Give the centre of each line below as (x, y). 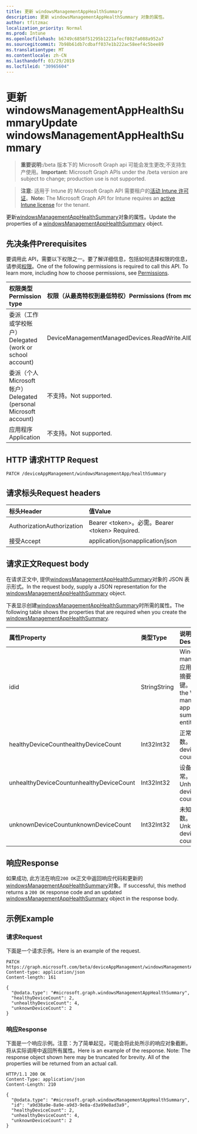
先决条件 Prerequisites (46, 244)
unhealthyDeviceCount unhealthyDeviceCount (72, 782)
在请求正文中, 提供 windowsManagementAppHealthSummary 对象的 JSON (95, 579)
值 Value (100, 511)
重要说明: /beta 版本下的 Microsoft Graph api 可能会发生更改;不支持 (101, 165)
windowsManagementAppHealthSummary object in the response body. (92, 898)
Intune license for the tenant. (55, 205)
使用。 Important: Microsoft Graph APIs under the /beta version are (107, 172)
